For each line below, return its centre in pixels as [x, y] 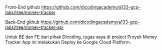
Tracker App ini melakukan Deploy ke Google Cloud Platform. [68, 42]
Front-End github [23, 7]
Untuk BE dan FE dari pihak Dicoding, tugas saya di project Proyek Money [81, 37]
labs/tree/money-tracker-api [34, 27]
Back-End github [22, 22]
